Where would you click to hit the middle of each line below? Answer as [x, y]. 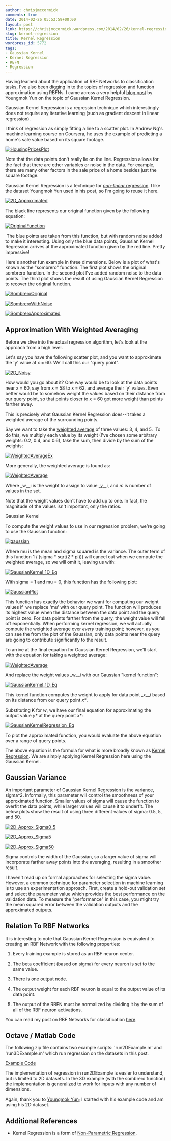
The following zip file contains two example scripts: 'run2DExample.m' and [83, 1048]
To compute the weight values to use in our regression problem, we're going [85, 526]
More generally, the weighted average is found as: [58, 465]
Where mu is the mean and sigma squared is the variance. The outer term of [85, 551]
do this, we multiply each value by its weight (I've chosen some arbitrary [81, 435]
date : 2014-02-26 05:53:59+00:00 [41, 19]
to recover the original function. [38, 284]
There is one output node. [40, 979]
